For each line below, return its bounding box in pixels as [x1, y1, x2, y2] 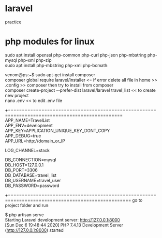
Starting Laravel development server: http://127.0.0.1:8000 [5, 217, 120, 222]
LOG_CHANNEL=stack [5, 147, 50, 153]
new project [5, 92, 29, 98]
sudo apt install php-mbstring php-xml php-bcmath [5, 62, 108, 68]
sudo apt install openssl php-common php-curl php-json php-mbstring [5, 52, 147, 58]
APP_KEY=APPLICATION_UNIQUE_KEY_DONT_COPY [5, 127, 110, 134]
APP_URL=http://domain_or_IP [5, 138, 65, 144]
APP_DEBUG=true [5, 133, 41, 138]
